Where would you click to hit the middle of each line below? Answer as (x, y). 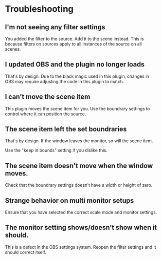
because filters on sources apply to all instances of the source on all (73, 44)
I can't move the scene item (48, 97)
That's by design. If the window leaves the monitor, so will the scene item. (79, 141)
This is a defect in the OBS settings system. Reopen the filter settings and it (81, 247)
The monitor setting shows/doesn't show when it (81, 227)
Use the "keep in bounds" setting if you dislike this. (56, 151)
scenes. (13, 49)
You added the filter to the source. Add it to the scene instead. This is (74, 39)
